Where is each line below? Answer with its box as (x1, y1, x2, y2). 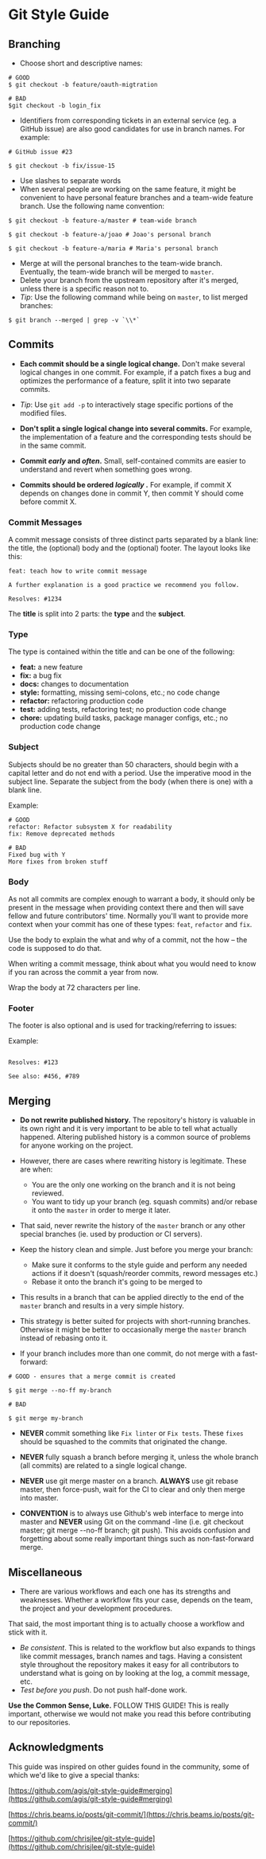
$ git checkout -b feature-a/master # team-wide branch (8, 217, 197, 225)
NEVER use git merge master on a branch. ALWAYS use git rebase (19, 1476, 239, 1486)
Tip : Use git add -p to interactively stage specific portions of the (19, 400, 233, 409)
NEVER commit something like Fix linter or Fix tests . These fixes (19, 1428, 244, 1438)
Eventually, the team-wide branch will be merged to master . (19, 267, 214, 276)
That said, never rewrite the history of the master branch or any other (19, 1221, 246, 1231)
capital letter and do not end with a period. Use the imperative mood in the (8, 768, 252, 777)
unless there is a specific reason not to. (19, 284, 149, 293)
